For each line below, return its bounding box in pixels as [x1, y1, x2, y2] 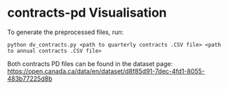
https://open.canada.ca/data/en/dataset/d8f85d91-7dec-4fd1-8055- [7, 67, 206, 75]
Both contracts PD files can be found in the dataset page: [7, 59, 173, 67]
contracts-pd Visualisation [7, 5, 167, 21]
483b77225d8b [7, 74, 53, 83]
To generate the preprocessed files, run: [7, 28, 124, 36]
